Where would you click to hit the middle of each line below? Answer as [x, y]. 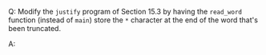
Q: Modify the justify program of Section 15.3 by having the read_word [125, 12]
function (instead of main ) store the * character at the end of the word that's [133, 20]
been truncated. [35, 28]
